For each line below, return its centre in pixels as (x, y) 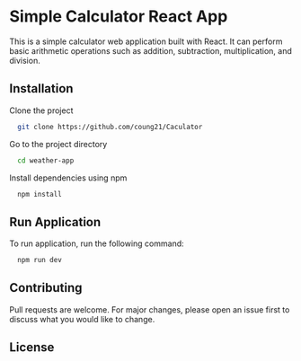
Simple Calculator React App (119, 17)
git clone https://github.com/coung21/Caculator (110, 127)
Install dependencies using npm (68, 178)
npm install (40, 194)
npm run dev (40, 260)
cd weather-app (46, 160)
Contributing (46, 288)
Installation (41, 88)
